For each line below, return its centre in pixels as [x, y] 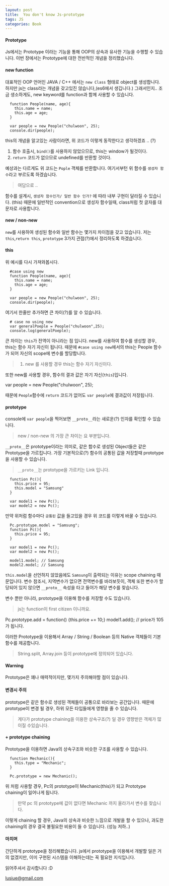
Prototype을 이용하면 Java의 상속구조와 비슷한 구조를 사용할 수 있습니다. [77, 749]
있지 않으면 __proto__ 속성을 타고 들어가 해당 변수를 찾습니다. [79, 588]
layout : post [19, 10]
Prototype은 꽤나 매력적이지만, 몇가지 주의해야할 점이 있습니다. [67, 677]
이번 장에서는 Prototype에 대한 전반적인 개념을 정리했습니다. [75, 58]
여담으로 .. [28, 185]
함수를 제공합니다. [23, 643]
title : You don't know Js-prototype [45, 15]
